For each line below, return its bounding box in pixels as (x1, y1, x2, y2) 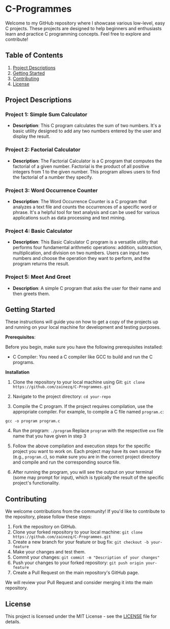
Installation (5, 369, 30, 375)
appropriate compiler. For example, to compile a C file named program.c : (12, 409, 164, 415)
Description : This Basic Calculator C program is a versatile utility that (12, 239, 158, 245)
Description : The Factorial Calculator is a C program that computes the (12, 158, 162, 164)
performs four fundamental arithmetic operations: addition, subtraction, (12, 245, 163, 251)
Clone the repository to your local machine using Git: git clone (12, 379, 145, 385)
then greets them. (12, 291, 50, 297)
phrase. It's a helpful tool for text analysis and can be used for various (12, 209, 160, 215)
